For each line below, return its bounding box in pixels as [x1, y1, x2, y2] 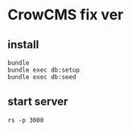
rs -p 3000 [7, 116, 44, 124]
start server [7, 95, 68, 109]
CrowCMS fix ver [7, 6, 124, 24]
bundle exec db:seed [7, 73, 77, 81]
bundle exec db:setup [7, 66, 80, 74]
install [7, 38, 39, 52]
